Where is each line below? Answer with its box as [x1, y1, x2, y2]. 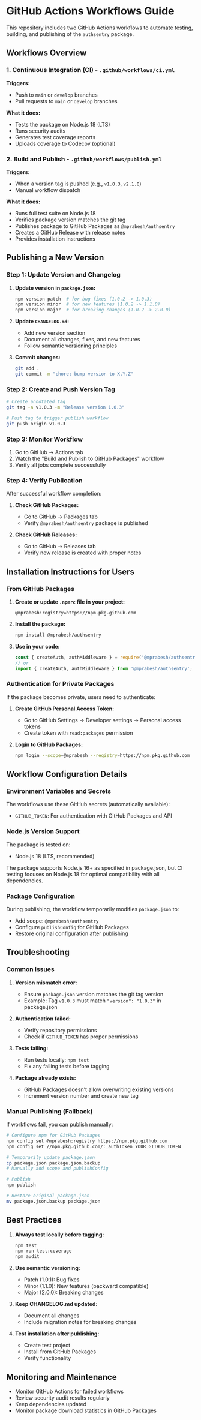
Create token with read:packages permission [23, 729, 133, 736]
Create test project [23, 1342, 71, 1349]
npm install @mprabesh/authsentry [14, 632, 101, 638]
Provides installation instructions [14, 235, 96, 242]
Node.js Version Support [6, 827, 80, 836]
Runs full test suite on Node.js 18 [14, 209, 96, 217]
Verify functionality [23, 1355, 71, 1362]
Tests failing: [14, 1044, 49, 1052]
